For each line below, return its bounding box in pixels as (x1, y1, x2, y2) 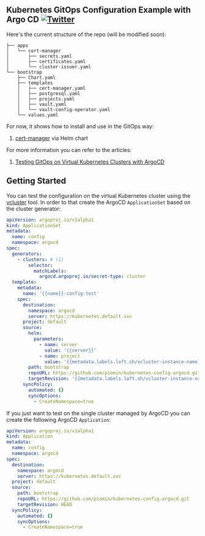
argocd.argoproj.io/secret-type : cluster (38, 273, 146, 280)
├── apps (6, 42, 29, 48)
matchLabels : (33, 268, 67, 274)
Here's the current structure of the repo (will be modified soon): (6, 31, 167, 38)
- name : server (38, 341, 78, 347)
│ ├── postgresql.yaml (17, 90, 81, 96)
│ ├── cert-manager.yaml (17, 85, 86, 91)
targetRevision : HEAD (17, 501, 72, 507)
